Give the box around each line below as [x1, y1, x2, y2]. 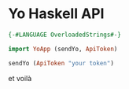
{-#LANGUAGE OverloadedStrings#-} [8, 31, 122, 39]
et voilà [8, 73, 32, 83]
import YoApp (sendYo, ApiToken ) [8, 45, 118, 53]
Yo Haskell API [8, 5, 105, 23]
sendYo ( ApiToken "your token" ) [8, 59, 114, 67]
